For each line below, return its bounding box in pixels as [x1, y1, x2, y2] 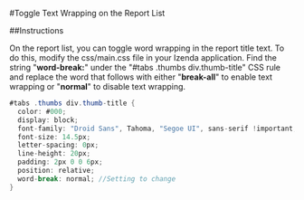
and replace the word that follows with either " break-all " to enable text [9, 71, 273, 82]
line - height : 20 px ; [17, 149, 91, 158]
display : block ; [17, 115, 79, 125]
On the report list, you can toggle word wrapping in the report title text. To [9, 43, 285, 53]
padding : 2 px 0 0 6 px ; [17, 157, 103, 167]
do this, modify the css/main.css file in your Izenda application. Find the [9, 52, 278, 62]
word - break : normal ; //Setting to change [17, 174, 176, 184]
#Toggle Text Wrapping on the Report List [9, 8, 166, 18]
